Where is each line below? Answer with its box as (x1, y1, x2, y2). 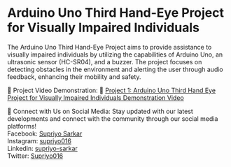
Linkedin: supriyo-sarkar (7, 144, 78, 152)
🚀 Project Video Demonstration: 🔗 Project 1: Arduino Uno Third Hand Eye (7, 86, 216, 94)
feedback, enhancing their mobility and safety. (7, 72, 141, 81)
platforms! (7, 122, 37, 130)
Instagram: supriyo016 (7, 136, 72, 145)
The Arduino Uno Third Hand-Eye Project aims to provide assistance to (7, 43, 212, 51)
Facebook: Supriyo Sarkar (7, 129, 83, 138)
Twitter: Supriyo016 (7, 152, 64, 160)
